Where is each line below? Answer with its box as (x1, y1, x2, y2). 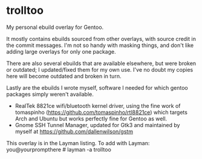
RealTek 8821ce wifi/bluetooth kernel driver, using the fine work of (15, 102, 181, 109)
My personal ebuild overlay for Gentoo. (6, 23, 104, 31)
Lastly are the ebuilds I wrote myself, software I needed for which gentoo (6, 84, 189, 91)
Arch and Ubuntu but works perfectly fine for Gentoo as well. (15, 115, 168, 122)
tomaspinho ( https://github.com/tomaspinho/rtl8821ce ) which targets (15, 108, 187, 116)
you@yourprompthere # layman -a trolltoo (6, 146, 112, 153)
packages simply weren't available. (6, 90, 94, 98)
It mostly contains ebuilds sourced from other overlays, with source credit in (6, 35, 197, 42)
